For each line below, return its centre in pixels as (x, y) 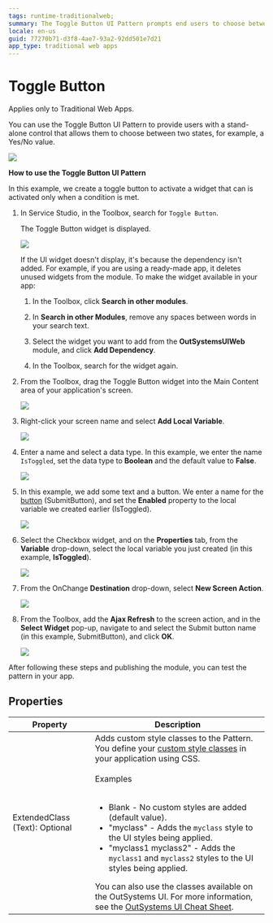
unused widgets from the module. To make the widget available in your (139, 277)
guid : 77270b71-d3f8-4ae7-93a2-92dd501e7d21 (85, 39)
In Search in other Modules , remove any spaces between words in (144, 317)
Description (178, 724)
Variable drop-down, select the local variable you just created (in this (136, 548)
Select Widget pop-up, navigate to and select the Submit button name (138, 628)
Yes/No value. (32, 142)
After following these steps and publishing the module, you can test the (128, 668)
